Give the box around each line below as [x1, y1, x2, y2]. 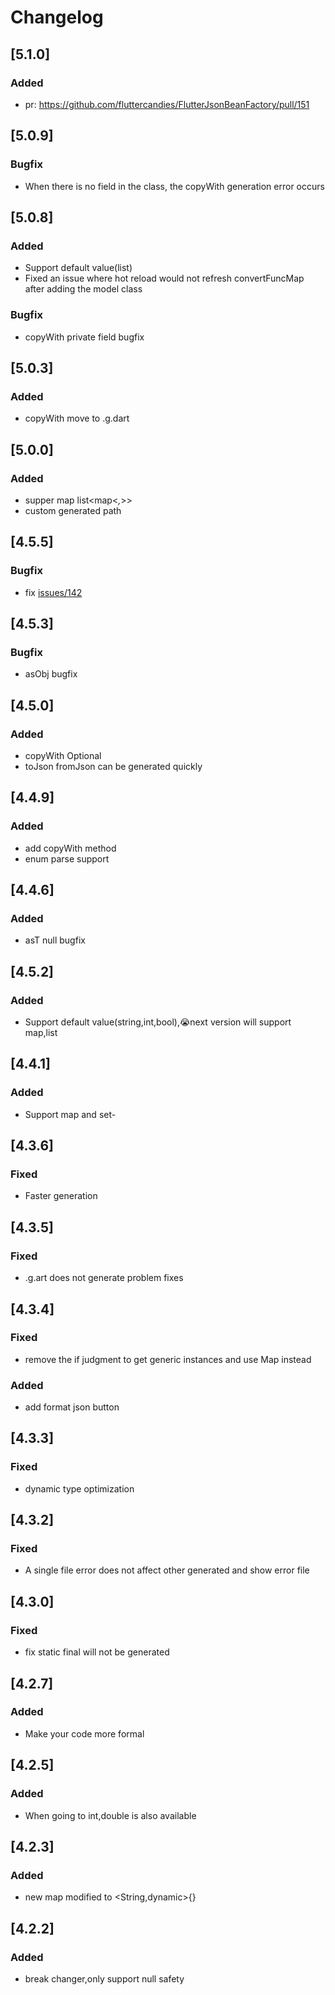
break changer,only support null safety [24, 1972, 185, 1985]
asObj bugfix [24, 668, 78, 680]
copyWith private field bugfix [24, 331, 145, 343]
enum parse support [24, 852, 110, 865]
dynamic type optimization [24, 1482, 135, 1495]
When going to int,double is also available [24, 1809, 197, 1821]
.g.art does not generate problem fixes [24, 1272, 184, 1284]
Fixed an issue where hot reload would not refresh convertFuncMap [24, 272, 305, 285]
